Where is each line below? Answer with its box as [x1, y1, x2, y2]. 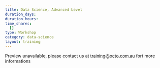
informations [5, 58, 31, 64]
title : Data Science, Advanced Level [5, 7, 83, 12]
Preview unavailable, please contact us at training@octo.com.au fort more [5, 53, 155, 59]
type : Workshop [5, 30, 36, 35]
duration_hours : [5, 16, 38, 21]
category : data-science [5, 35, 54, 40]
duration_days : [5, 12, 36, 17]
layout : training [5, 39, 41, 44]
